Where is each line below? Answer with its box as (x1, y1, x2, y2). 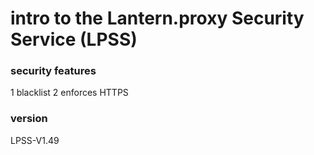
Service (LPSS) (10, 28, 138, 51)
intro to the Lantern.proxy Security (10, 7, 305, 30)
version (10, 112, 48, 126)
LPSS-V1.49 (10, 134, 60, 146)
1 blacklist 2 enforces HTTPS (10, 87, 129, 99)
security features (10, 64, 97, 78)
